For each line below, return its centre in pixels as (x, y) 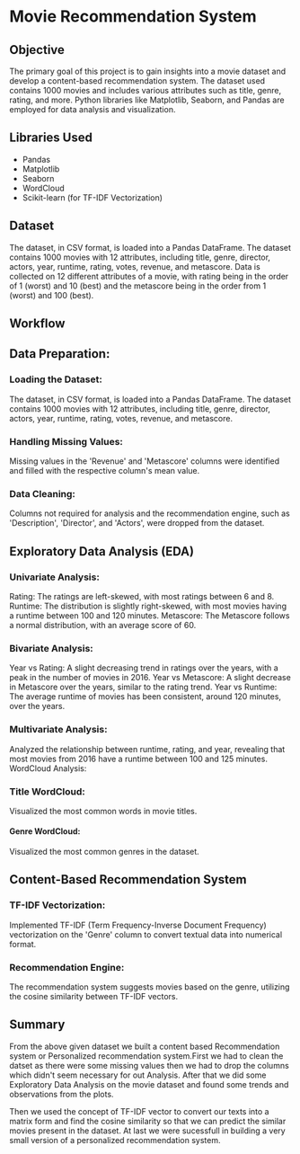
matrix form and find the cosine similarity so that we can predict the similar (148, 1121)
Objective (37, 50)
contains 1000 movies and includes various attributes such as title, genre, (145, 90)
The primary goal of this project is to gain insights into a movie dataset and (147, 71)
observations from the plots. (62, 1094)
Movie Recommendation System (133, 17)
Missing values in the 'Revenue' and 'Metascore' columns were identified (145, 461)
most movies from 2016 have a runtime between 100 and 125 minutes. (138, 759)
